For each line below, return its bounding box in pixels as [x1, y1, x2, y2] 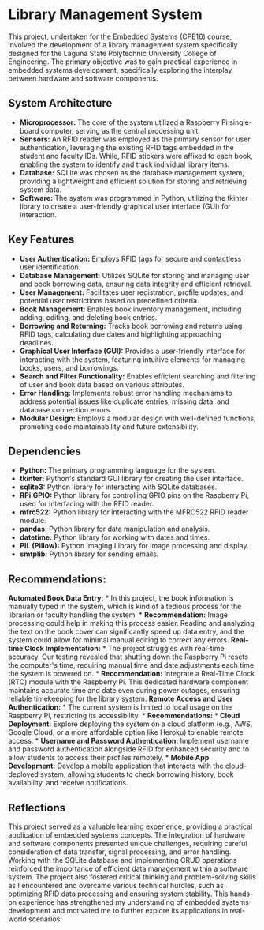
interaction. [19, 209, 57, 219]
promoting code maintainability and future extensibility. [19, 421, 199, 431]
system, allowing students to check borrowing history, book [40, 770, 234, 779]
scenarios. [28, 914, 63, 924]
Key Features [8, 233, 75, 247]
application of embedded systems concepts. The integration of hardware [8, 830, 246, 839]
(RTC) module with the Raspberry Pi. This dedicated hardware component [8, 677, 249, 687]
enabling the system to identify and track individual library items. [19, 160, 230, 169]
